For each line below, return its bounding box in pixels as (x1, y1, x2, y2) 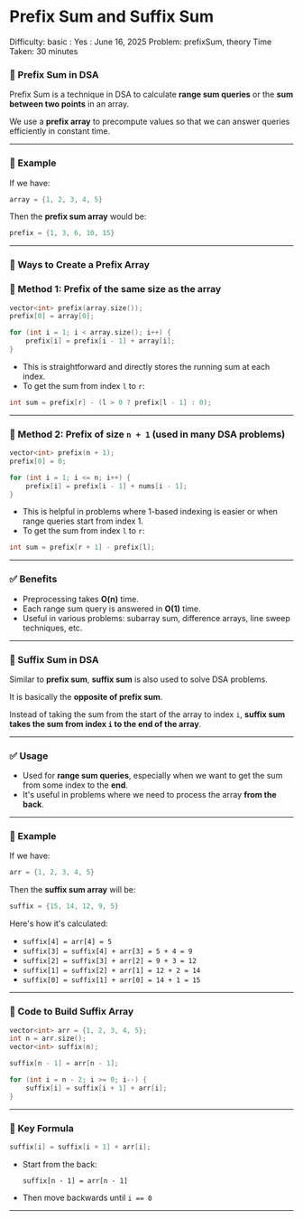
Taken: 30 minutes (9, 45, 78, 56)
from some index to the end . (22, 780, 129, 790)
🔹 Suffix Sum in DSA (9, 653, 99, 666)
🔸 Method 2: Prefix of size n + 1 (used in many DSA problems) (9, 428, 286, 440)
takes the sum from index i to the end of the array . (9, 718, 202, 729)
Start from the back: (22, 1159, 97, 1169)
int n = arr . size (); (9, 1034, 87, 1044)
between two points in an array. (9, 99, 129, 109)
